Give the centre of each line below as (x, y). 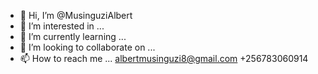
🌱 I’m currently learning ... (73, 36)
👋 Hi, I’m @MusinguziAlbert (76, 15)
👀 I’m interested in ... (62, 26)
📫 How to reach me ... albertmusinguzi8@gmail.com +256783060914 (164, 58)
